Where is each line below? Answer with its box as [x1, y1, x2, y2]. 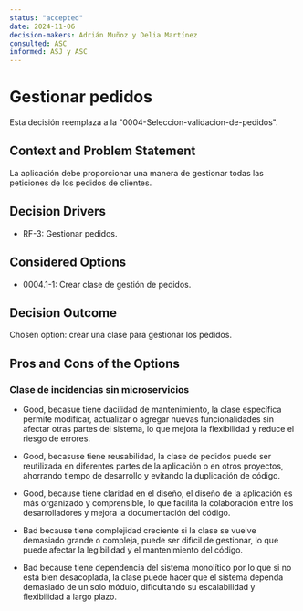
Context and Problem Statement [9, 143, 196, 159]
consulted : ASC [9, 38, 68, 48]
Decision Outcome [9, 305, 117, 321]
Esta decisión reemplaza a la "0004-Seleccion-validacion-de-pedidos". [9, 117, 278, 128]
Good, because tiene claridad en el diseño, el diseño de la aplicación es [22, 488, 293, 499]
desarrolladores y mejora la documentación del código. [22, 508, 231, 518]
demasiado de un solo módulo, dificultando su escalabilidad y [22, 582, 256, 592]
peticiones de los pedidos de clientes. [9, 177, 152, 188]
